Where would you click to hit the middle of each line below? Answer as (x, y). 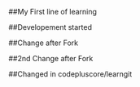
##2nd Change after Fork (51, 58)
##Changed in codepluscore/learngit (70, 74)
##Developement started (50, 27)
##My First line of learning (53, 12)
